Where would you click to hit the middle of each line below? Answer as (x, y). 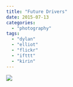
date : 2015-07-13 (28, 17)
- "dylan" (23, 39)
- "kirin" (23, 61)
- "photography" (31, 28)
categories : (21, 22)
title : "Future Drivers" (37, 12)
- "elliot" (25, 45)
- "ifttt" (23, 56)
